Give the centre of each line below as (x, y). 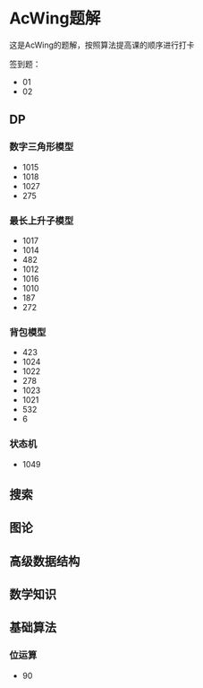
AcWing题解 (55, 18)
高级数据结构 (45, 561)
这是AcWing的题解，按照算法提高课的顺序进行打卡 (102, 45)
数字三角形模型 (42, 147)
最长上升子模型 (42, 221)
